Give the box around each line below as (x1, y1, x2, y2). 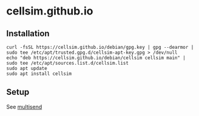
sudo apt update (6, 65, 47, 71)
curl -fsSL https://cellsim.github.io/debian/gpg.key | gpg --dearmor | (6, 44, 194, 50)
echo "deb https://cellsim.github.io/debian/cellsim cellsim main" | (6, 55, 186, 61)
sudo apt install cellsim (6, 71, 72, 77)
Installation (6, 28, 50, 39)
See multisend (6, 103, 42, 110)
